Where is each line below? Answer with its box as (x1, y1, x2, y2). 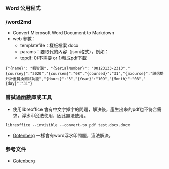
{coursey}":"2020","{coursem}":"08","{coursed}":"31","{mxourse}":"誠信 (5, 71, 160, 76)
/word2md (5, 18, 32, 25)
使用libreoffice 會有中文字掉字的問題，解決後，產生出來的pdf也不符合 (12, 106, 158, 112)
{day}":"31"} (5, 81, 33, 87)
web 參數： (12, 36, 36, 42)
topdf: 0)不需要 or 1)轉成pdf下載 (20, 55, 87, 61)
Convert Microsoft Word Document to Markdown (12, 30, 115, 36)
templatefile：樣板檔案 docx (20, 42, 79, 49)
